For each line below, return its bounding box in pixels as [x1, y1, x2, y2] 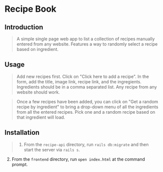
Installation [4, 128, 40, 137]
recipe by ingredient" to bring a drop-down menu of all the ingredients [16, 104, 159, 110]
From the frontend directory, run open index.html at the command [11, 156, 145, 162]
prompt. [11, 161, 28, 167]
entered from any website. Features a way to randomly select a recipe [16, 41, 158, 47]
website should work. [16, 89, 60, 95]
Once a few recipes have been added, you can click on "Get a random [16, 98, 159, 104]
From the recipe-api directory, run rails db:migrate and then [23, 141, 149, 147]
